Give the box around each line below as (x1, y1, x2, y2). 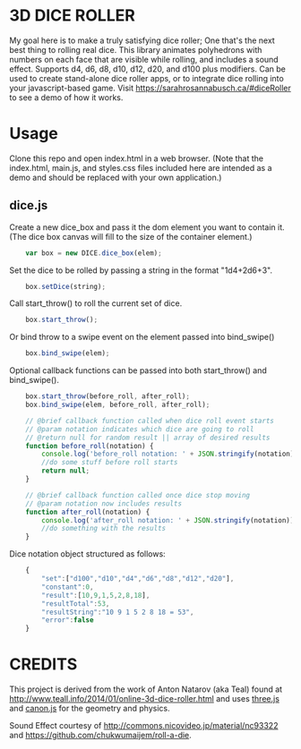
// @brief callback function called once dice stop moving (25, 490, 251, 499)
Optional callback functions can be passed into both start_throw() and (9, 365, 267, 376)
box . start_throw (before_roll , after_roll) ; (25, 392, 191, 401)
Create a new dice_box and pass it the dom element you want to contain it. (9, 221, 285, 233)
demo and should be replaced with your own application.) (9, 172, 222, 183)
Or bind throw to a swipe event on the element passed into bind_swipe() (9, 332, 275, 343)
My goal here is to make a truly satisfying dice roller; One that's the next (9, 35, 275, 46)
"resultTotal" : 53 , (41, 599, 110, 609)
